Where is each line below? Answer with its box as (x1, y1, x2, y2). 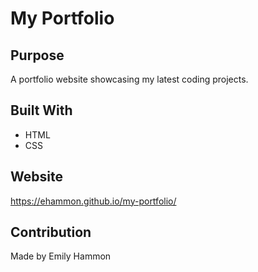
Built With (10, 102, 73, 119)
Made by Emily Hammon (10, 250, 112, 262)
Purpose (10, 47, 65, 64)
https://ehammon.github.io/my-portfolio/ (10, 195, 177, 207)
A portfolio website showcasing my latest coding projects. (10, 73, 249, 85)
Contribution (10, 224, 92, 241)
